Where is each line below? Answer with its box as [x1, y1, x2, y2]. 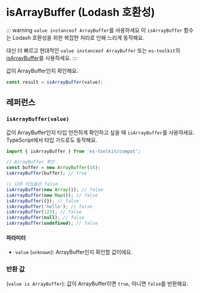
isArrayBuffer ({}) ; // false [6, 198, 79, 204]
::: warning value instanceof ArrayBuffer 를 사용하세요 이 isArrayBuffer [6, 26, 183, 34]
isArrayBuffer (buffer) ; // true [6, 170, 87, 176]
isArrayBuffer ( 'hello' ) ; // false [6, 203, 93, 209]
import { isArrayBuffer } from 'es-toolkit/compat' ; [6, 148, 141, 154]
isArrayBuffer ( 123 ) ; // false [6, 209, 82, 215]
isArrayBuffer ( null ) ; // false [6, 215, 85, 221]
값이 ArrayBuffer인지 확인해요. [6, 67, 79, 74]
